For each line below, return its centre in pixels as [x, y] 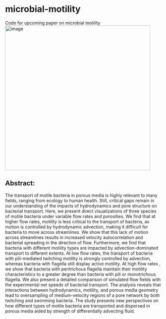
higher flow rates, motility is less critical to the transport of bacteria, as [77, 221]
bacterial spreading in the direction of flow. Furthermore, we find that [76, 242]
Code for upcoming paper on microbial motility [53, 23]
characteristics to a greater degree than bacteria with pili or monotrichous [81, 274]
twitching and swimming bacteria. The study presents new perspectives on [82, 300]
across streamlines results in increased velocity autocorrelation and [74, 237]
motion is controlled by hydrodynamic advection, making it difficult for [77, 227]
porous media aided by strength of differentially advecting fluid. [70, 311]
